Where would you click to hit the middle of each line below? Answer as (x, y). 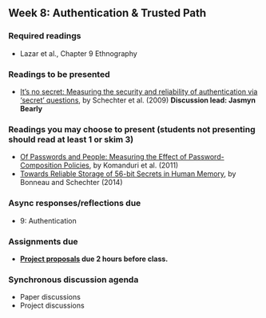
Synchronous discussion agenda (73, 280)
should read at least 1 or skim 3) (71, 139)
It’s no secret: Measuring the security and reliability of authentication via (139, 91)
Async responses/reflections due (75, 203)
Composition (41, 165)
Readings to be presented (59, 74)
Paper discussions (50, 297)
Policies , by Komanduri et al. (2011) (121, 165)
